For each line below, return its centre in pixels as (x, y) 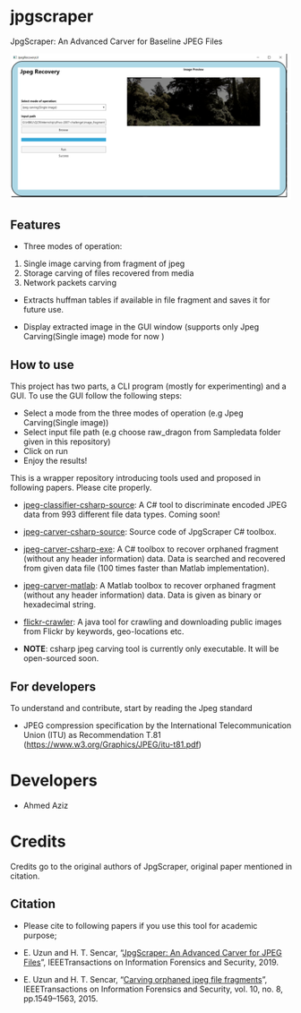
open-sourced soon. (61, 658)
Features (35, 225)
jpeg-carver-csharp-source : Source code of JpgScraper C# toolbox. (150, 532)
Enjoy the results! (55, 461)
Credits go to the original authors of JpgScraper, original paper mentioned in (151, 866)
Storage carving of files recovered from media (108, 273)
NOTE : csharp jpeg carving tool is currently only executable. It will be (151, 649)
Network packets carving (70, 283)
